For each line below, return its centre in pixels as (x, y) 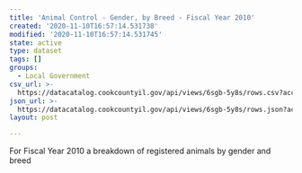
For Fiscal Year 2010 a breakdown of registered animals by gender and (140, 151)
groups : (24, 68)
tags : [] (26, 59)
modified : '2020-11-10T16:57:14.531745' (86, 34)
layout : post (34, 117)
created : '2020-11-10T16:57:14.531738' (84, 26)
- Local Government (54, 76)
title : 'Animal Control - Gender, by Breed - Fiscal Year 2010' (132, 17)
